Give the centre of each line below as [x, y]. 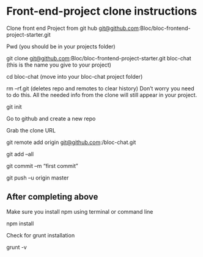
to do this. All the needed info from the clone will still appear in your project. [102, 95]
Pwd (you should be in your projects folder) [61, 46]
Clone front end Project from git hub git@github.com [73, 28]
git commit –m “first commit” [42, 165]
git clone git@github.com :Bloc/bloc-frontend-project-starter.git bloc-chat [99, 58]
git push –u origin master [38, 178]
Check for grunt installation [41, 235]
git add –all [20, 154]
